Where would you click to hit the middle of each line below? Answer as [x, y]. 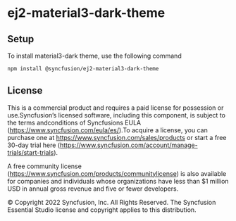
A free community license [45, 166]
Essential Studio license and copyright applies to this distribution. [102, 210]
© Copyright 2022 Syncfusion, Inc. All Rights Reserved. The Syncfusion [112, 202]
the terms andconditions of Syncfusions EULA [74, 122]
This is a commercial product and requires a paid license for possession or [116, 108]
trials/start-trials [31, 152]
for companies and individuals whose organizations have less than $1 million [118, 181]
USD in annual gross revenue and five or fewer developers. [93, 189]
